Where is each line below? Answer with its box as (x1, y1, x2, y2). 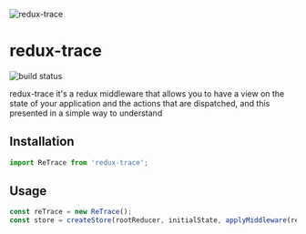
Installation (9, 134, 75, 149)
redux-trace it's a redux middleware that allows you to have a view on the (9, 87, 285, 99)
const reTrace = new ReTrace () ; (9, 208, 132, 217)
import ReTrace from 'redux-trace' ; (9, 158, 148, 168)
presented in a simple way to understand (9, 107, 163, 118)
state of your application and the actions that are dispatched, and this (9, 97, 270, 108)
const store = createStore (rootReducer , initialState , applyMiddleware (9, 216, 287, 225)
